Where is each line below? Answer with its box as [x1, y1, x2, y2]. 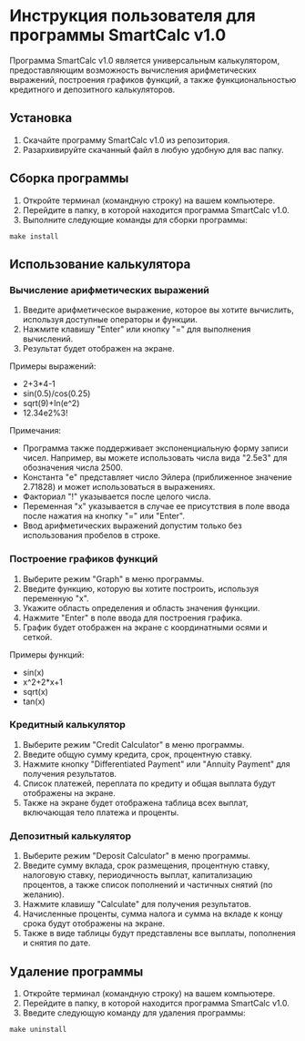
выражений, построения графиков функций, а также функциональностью [9, 74, 297, 85]
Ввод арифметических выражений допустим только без [22, 520, 243, 531]
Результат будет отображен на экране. [22, 343, 175, 354]
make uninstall [9, 1025, 67, 1034]
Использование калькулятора [9, 256, 191, 271]
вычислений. [22, 333, 74, 344]
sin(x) [22, 667, 45, 678]
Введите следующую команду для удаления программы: [22, 1007, 246, 1018]
